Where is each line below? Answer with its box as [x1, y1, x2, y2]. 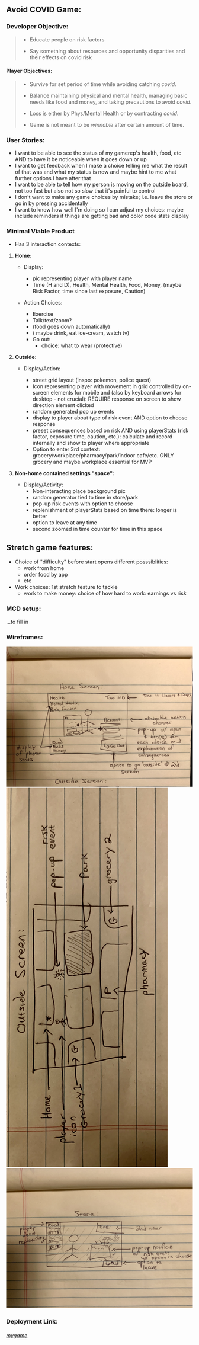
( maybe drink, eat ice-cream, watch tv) [32, 329, 130, 337]
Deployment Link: [6, 1317, 58, 1325]
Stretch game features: [6, 542, 94, 553]
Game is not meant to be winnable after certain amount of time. [29, 121, 185, 128]
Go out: [32, 336, 51, 343]
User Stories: [6, 136, 45, 144]
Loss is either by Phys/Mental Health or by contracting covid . [29, 110, 179, 117]
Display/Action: [23, 365, 61, 372]
